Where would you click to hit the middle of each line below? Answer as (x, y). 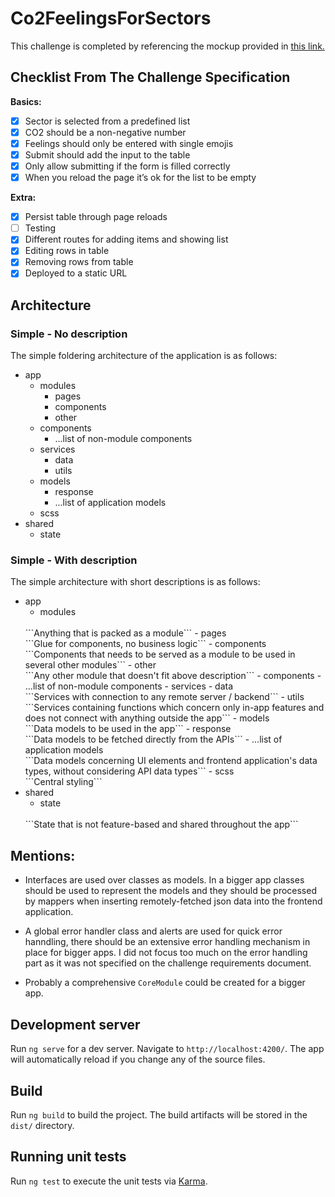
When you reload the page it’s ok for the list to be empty (140, 178)
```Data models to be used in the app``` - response (128, 729)
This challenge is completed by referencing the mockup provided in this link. (167, 46)
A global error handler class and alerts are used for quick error (153, 931)
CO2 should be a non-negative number (105, 132)
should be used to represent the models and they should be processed (170, 891)
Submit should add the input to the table (107, 154)
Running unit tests (68, 1157)
